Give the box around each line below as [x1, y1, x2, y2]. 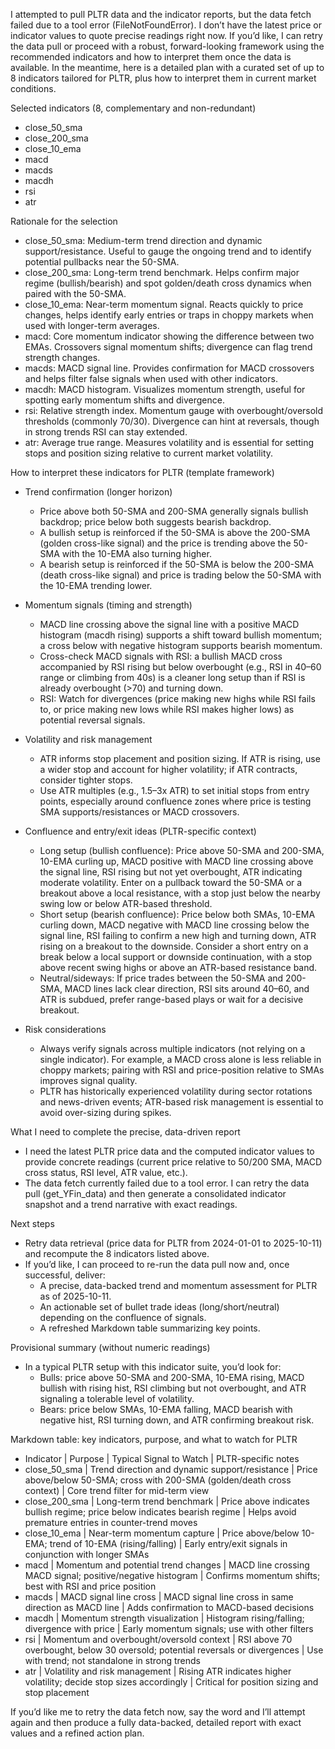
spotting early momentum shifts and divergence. [24, 394, 225, 406]
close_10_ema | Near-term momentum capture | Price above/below [24, 1527, 300, 1539]
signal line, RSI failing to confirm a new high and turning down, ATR [39, 930, 317, 941]
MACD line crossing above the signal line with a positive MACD [39, 619, 300, 630]
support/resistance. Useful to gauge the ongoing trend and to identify [24, 245, 312, 257]
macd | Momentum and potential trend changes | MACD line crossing [24, 1559, 310, 1571]
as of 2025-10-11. [39, 1290, 112, 1302]
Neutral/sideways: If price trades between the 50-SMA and [39, 972, 284, 984]
